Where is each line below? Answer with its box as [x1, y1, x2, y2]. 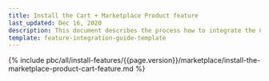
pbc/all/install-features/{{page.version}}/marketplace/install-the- [46, 56, 261, 65]
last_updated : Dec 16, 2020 [8, 19, 102, 27]
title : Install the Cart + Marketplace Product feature [8, 11, 199, 20]
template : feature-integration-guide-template [8, 33, 167, 42]
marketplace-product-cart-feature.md [8, 64, 134, 74]
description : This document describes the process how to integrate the [8, 26, 256, 34]
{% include [8, 56, 45, 65]
